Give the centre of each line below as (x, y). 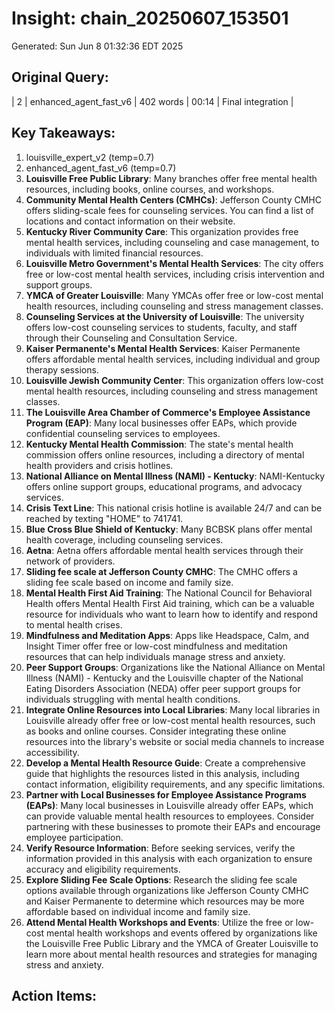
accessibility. (52, 752)
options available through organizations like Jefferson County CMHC (167, 890)
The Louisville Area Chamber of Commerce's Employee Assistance (168, 412)
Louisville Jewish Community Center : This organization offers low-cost (174, 380)
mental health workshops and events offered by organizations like (182, 933)
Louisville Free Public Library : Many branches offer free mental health (171, 178)
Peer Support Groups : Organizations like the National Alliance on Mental (175, 667)
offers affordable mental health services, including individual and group (173, 359)
